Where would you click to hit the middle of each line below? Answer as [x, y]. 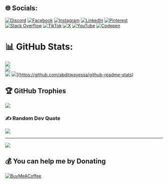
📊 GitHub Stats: [39, 46]
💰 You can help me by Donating [55, 161]
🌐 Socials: [21, 8]
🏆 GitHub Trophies [36, 91]
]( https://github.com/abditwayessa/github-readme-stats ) [75, 74]
